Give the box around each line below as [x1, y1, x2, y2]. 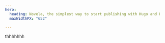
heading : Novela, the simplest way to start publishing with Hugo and [9, 12, 157, 16]
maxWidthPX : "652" [9, 16, 48, 21]
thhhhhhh [5, 33, 25, 39]
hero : [5, 7, 16, 12]
